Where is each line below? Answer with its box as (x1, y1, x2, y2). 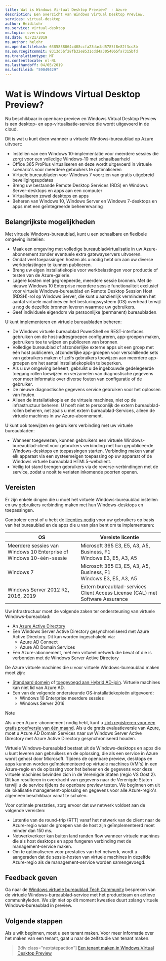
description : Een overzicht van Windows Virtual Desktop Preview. (5, 12, 145, 17)
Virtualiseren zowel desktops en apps (12, 193, 89, 199)
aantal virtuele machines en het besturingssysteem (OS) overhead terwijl (12, 298, 161, 304)
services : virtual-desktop (5, 16, 61, 21)
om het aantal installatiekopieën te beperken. (30, 360, 123, 366)
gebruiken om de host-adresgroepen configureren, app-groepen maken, (12, 334, 161, 340)
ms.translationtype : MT (5, 53, 54, 59)
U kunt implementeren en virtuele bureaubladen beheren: (5, 319, 122, 325)
